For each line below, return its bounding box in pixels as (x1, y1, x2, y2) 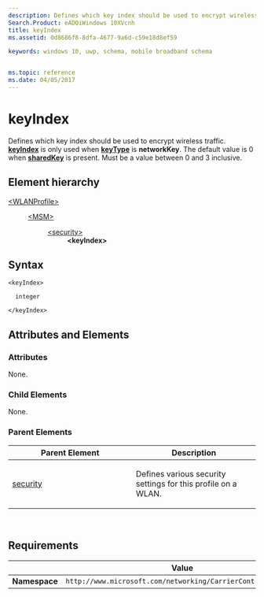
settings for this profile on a (136, 478, 237, 489)
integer (15, 293, 41, 301)
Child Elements (8, 389, 68, 400)
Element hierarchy (8, 176, 100, 189)
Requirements (8, 539, 79, 552)
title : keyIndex (8, 26, 61, 34)
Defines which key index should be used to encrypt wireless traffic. (8, 135, 226, 146)
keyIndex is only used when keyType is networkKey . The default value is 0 (8, 144, 254, 154)
